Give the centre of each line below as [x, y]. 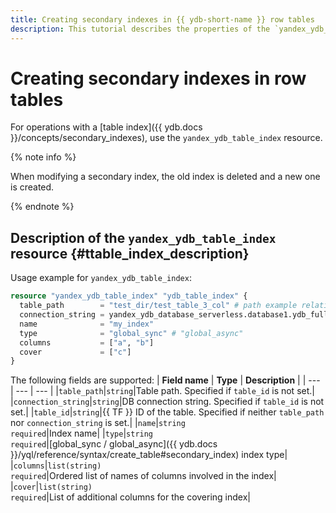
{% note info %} [43, 157]
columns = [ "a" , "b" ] [87, 342]
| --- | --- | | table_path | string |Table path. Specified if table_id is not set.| [162, 391]
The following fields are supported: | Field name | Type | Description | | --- [165, 380]
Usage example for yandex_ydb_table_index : [101, 278]
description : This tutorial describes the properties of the [140, 29]
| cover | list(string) [51, 487]
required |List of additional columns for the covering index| [130, 497]
